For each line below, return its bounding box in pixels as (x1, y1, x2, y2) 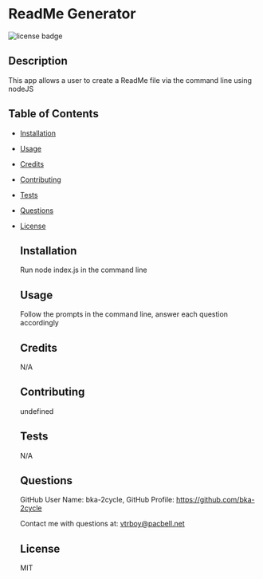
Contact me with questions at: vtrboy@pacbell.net (19, 519, 185, 529)
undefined (19, 406, 54, 416)
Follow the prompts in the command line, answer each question (19, 309, 229, 319)
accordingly (19, 318, 60, 328)
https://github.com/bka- (175, 495, 255, 505)
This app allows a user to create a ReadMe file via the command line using (8, 75, 253, 85)
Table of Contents (8, 107, 100, 120)
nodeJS (8, 84, 34, 93)
